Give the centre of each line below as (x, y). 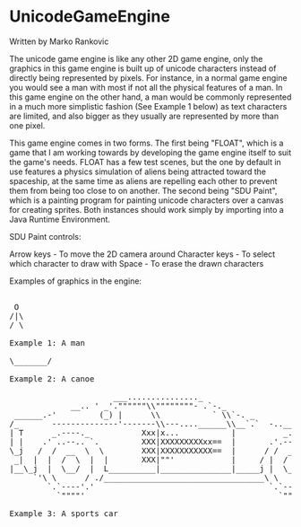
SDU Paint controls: (45, 236)
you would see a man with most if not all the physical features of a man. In (146, 87)
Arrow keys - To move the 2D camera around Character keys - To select (142, 254)
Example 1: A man (47, 343)
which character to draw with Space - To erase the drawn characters (137, 263)
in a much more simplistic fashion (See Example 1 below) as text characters (148, 106)
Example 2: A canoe (52, 378)
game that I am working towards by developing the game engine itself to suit (150, 152)
